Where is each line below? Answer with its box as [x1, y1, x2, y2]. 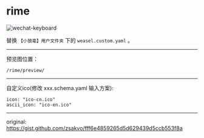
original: [6, 118, 27, 125]
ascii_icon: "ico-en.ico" [6, 102, 72, 108]
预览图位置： [6, 55, 38, 62]
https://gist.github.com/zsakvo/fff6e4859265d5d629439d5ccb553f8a [6, 124, 183, 131]
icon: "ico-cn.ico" [6, 96, 56, 102]
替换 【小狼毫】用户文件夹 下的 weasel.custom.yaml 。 [6, 36, 134, 44]
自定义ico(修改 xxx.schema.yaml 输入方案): [6, 84, 114, 91]
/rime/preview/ [6, 67, 45, 73]
